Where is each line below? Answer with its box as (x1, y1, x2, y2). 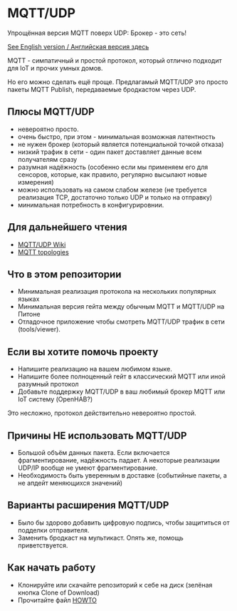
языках (17, 294, 40, 304)
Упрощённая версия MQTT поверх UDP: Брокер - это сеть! (7, 29, 187, 37)
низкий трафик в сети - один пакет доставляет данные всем (17, 148, 202, 156)
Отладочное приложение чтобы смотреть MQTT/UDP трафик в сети (17, 317, 226, 326)
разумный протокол (17, 380, 80, 389)
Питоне (17, 310, 41, 319)
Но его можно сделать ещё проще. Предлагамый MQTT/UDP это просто (7, 77, 228, 86)
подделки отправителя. (17, 525, 90, 534)
